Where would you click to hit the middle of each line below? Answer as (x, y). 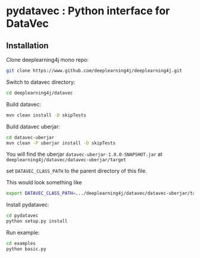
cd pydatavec (22, 216)
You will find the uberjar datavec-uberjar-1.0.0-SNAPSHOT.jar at (84, 154)
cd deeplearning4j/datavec (40, 93)
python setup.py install (37, 221)
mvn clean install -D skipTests (46, 115)
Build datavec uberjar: (33, 127)
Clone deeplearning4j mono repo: (48, 60)
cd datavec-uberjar (30, 137)
